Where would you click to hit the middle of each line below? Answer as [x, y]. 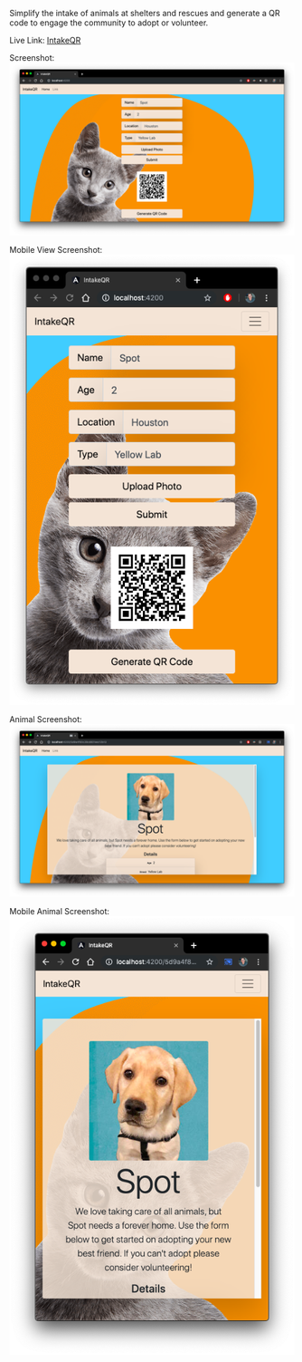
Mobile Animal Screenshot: [60, 912]
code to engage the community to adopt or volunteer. [109, 23]
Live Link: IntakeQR [45, 40]
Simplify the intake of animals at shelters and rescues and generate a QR [145, 13]
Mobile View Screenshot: [56, 250]
